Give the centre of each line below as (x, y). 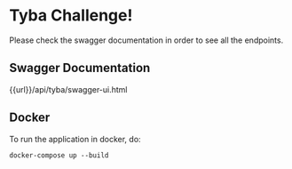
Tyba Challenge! (71, 16)
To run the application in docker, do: (75, 139)
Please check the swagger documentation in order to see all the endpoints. (146, 40)
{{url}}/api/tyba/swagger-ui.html (68, 89)
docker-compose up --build (59, 155)
